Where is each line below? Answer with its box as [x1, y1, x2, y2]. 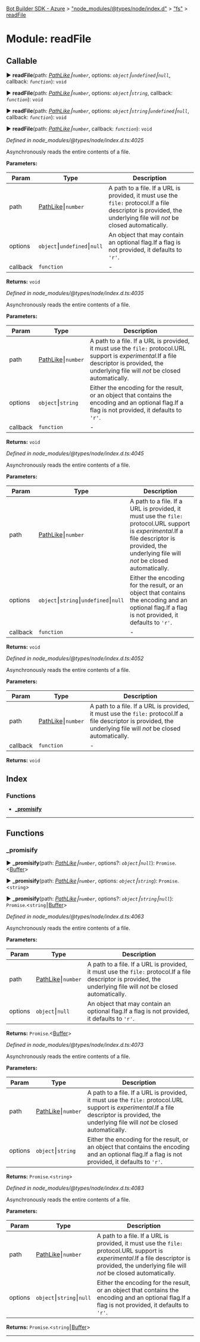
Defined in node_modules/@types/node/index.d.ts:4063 [6, 913, 144, 920]
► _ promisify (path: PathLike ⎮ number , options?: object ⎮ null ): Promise [6, 859, 175, 866]
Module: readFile [6, 32, 92, 46]
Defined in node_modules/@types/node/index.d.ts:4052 [6, 655, 144, 662]
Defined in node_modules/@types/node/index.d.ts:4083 [6, 1184, 144, 1192]
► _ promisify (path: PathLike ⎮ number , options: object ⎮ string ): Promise [6, 877, 178, 884]
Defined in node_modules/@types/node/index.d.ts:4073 [6, 1041, 144, 1049]
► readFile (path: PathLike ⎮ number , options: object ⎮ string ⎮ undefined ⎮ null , [6, 107, 189, 114]
